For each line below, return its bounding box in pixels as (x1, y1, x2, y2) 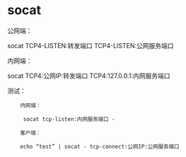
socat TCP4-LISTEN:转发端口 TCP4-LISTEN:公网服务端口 (7, 41, 175, 50)
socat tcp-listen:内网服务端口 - (23, 115, 115, 122)
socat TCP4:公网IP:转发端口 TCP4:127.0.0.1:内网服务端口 (7, 71, 170, 80)
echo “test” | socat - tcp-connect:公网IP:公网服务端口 (20, 143, 180, 150)
